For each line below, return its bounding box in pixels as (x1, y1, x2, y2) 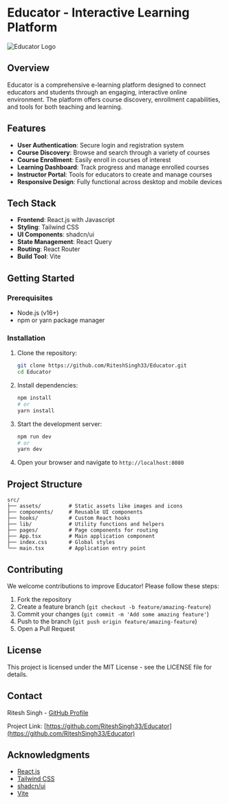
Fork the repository (17, 595, 72, 603)
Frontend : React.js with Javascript (17, 216, 115, 224)
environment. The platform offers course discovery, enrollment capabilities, (7, 95, 221, 103)
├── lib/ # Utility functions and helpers (7, 521, 165, 528)
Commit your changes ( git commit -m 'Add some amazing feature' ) (17, 610, 210, 618)
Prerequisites (7, 293, 53, 303)
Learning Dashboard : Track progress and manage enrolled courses (17, 163, 210, 171)
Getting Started (7, 272, 75, 284)
